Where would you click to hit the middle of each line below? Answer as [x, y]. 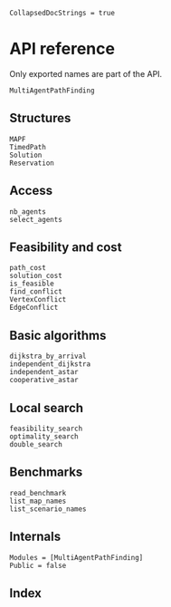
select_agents [36, 219]
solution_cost [36, 276]
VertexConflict [38, 300]
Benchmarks [46, 472]
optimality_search [44, 437]
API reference [62, 49]
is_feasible [32, 284]
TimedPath [28, 147]
